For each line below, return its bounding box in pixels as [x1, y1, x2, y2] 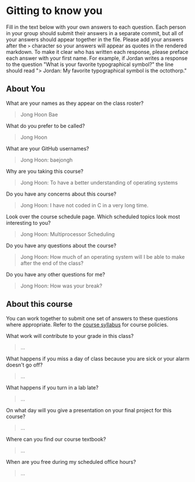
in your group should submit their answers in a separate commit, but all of [6, 29, 184, 36]
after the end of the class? [20, 259, 83, 266]
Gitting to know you [6, 4, 103, 18]
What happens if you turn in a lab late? [6, 384, 99, 391]
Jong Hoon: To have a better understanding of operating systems [20, 179, 178, 186]
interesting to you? [6, 219, 51, 226]
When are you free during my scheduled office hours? [6, 458, 136, 465]
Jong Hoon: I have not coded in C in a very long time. [20, 201, 149, 208]
